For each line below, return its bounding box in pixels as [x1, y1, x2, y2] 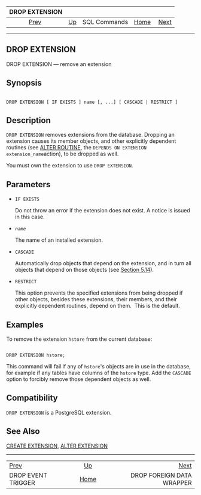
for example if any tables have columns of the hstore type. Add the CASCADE [6, 369, 191, 377]
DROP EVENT [9, 471, 48, 479]
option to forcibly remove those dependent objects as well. [6, 376, 151, 383]
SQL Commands [82, 18, 129, 26]
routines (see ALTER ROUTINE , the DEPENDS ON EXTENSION [6, 144, 147, 151]
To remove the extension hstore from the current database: [6, 335, 153, 343]
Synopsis [6, 78, 42, 88]
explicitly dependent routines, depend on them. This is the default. [14, 302, 181, 310]
